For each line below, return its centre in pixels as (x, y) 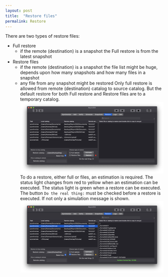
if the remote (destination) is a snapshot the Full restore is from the (89, 51)
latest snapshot (36, 57)
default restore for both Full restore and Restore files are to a (83, 94)
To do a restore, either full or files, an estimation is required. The (87, 177)
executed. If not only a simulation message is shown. (75, 199)
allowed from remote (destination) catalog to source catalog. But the (91, 88)
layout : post (19, 11)
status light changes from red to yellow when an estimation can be (89, 182)
